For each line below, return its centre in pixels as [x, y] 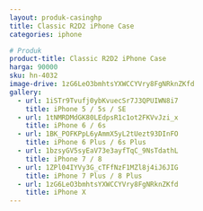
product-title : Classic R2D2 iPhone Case [88, 59]
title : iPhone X [56, 193]
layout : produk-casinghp [56, 18]
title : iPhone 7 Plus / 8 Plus [84, 176]
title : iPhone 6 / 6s [66, 126]
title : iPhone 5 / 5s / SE [76, 109]
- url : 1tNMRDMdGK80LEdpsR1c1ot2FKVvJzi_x [98, 118]
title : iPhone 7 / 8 [64, 159]
